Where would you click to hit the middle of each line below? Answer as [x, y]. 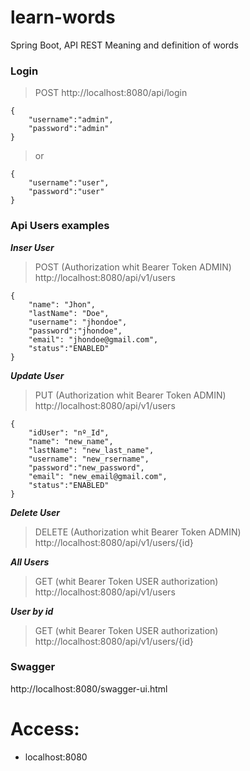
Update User [37, 375]
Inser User [32, 247]
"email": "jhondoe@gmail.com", [93, 339]
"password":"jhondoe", [75, 331]
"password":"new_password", [86, 467]
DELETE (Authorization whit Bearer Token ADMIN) [138, 532]
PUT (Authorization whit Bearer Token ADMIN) [130, 395]
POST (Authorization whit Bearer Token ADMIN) [133, 267]
